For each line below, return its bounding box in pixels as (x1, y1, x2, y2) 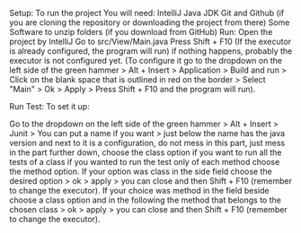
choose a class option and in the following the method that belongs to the (9, 194, 281, 205)
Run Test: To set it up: (9, 101, 90, 111)
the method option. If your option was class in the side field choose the (9, 166, 272, 177)
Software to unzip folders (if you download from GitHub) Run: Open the (9, 27, 273, 37)
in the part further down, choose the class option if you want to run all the (9, 147, 282, 158)
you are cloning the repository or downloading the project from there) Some (9, 17, 290, 28)
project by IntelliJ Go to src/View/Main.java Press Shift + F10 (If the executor (9, 36, 292, 47)
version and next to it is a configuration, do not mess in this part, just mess (9, 138, 286, 148)
